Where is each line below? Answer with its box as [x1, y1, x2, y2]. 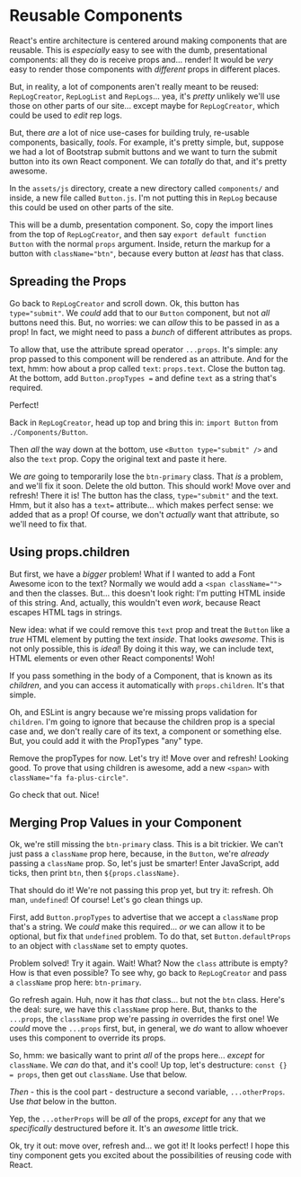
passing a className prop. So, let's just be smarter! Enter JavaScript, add [9, 858, 280, 869]
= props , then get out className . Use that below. [9, 1069, 188, 1080]
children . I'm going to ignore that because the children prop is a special [9, 716, 276, 727]
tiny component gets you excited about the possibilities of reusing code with [9, 1150, 292, 1161]
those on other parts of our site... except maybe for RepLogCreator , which [9, 100, 280, 111]
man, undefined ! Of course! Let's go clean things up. [9, 895, 204, 906]
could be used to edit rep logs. [9, 110, 123, 120]
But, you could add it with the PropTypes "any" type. [9, 735, 204, 746]
